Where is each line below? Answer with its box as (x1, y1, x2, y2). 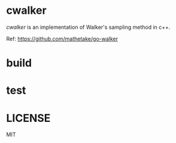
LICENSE (6, 111, 51, 125)
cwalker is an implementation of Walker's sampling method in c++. (6, 23, 171, 31)
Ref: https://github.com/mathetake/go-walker (6, 35, 119, 42)
